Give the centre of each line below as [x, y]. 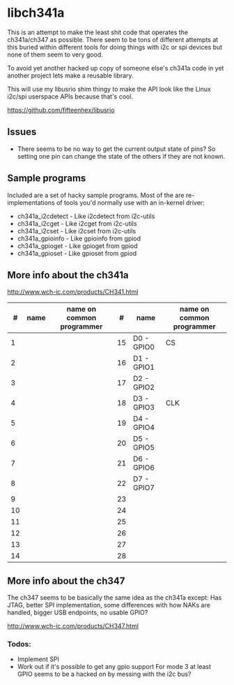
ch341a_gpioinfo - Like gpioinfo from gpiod [79, 238]
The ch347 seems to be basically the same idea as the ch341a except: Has [115, 598]
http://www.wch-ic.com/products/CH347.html [73, 626]
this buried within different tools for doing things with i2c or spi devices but [115, 47]
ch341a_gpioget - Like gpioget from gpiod [77, 245]
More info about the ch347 [66, 581]
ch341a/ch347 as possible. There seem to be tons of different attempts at [113, 39]
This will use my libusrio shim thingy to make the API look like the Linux [109, 89]
